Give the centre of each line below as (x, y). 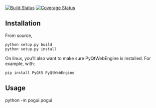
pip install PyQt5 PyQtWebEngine (40, 72)
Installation (23, 23)
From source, (19, 35)
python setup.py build (29, 44)
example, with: (20, 63)
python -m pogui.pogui (29, 100)
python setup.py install (31, 49)
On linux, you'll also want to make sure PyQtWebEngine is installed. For (78, 58)
